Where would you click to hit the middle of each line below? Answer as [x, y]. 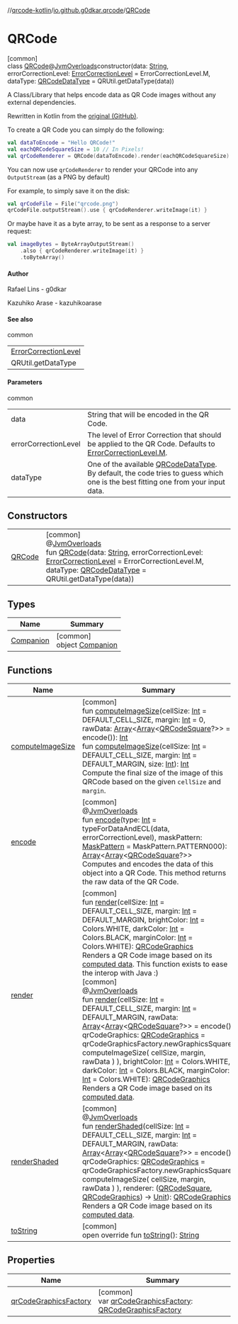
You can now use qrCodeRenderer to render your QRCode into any [103, 169]
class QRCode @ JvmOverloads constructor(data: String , [88, 66]
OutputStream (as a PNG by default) [59, 177]
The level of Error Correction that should [154, 435]
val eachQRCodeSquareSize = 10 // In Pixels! [75, 149]
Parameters [25, 382]
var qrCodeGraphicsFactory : [146, 1301]
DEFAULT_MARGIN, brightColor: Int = [143, 920]
